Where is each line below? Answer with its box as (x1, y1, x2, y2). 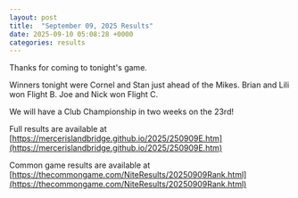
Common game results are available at (9, 160, 151, 170)
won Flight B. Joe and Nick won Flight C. (9, 89, 159, 100)
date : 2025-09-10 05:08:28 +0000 (9, 29, 134, 38)
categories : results (9, 37, 87, 47)
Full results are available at (9, 124, 107, 135)
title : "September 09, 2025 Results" (9, 21, 153, 30)
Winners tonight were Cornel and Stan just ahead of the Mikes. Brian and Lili (9, 79, 290, 90)
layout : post (9, 12, 58, 22)
